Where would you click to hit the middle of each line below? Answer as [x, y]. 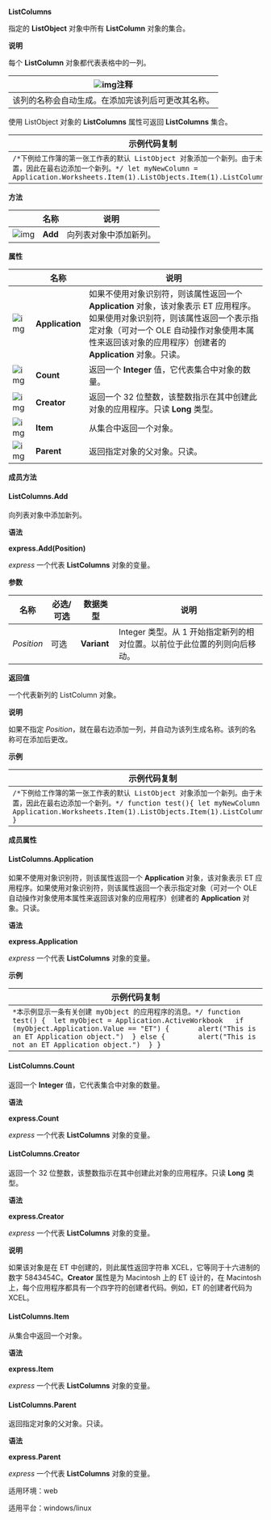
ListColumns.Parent [42, 1404]
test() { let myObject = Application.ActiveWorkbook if [128, 1021]
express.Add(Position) [47, 548]
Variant [95, 644]
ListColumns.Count [42, 1066]
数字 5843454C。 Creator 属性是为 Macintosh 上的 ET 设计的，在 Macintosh [135, 1277]
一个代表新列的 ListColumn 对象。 [65, 695]
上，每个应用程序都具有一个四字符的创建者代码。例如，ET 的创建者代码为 [130, 1287]
